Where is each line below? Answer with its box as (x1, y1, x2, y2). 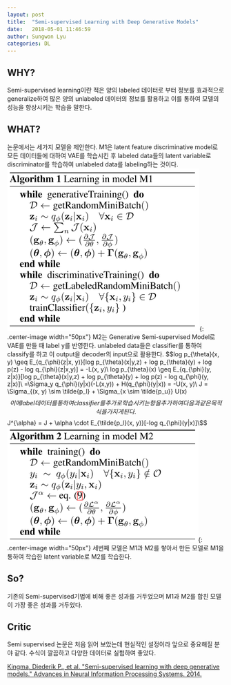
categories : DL (7, 40, 51, 48)
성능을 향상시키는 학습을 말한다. (7, 103, 92, 111)
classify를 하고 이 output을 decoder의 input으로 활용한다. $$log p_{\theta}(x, (7, 349, 219, 358)
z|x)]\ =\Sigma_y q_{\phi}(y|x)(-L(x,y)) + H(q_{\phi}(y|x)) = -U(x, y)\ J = (7, 380, 208, 388)
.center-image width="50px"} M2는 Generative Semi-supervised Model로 (7, 332, 216, 341)
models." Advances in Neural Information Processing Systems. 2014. (7, 670, 202, 678)
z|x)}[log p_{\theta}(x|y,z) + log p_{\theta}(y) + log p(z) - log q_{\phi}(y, (7, 372, 209, 380)
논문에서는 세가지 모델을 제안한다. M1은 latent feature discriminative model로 (7, 142, 219, 151)
